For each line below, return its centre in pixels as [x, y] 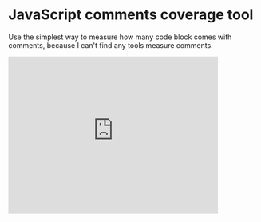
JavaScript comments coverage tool [131, 15]
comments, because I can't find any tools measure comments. [111, 45]
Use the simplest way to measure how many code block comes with [120, 37]
